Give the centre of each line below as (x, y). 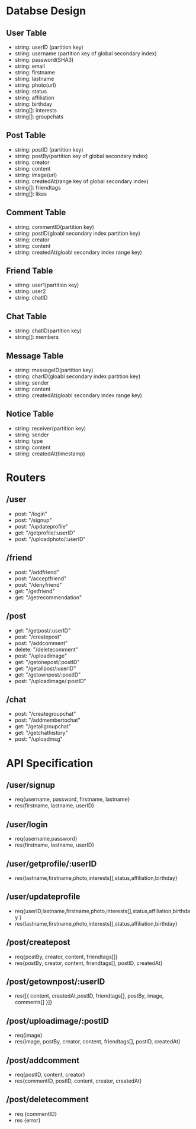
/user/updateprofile (43, 897)
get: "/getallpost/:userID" (45, 668)
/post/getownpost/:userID (56, 981)
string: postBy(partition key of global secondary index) (81, 156)
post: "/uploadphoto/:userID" (50, 539)
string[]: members (37, 337)
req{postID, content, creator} (50, 1075)
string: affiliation (34, 98)
